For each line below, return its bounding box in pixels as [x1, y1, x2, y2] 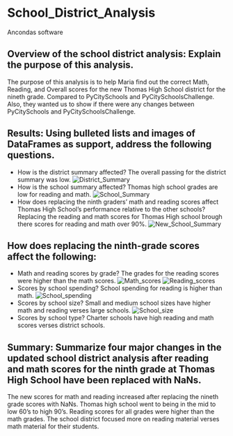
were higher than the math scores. [17, 277, 116, 285]
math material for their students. [7, 422, 99, 430]
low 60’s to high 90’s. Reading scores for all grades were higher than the [7, 407, 215, 416]
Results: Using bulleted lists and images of [7, 128, 196, 140]
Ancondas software [7, 28, 64, 36]
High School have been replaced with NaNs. [7, 374, 202, 386]
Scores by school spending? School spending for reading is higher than [17, 284, 223, 292]
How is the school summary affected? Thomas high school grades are [17, 183, 218, 191]
